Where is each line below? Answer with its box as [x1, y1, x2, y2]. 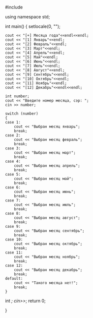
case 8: [5, 211, 21, 216]
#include [5, 4, 23, 10]
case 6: [5, 185, 21, 190]
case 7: [5, 198, 21, 203]
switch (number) [5, 111, 38, 116]
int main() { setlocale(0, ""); [5, 23, 61, 29]
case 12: [5, 263, 23, 268]
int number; [5, 94, 30, 99]
